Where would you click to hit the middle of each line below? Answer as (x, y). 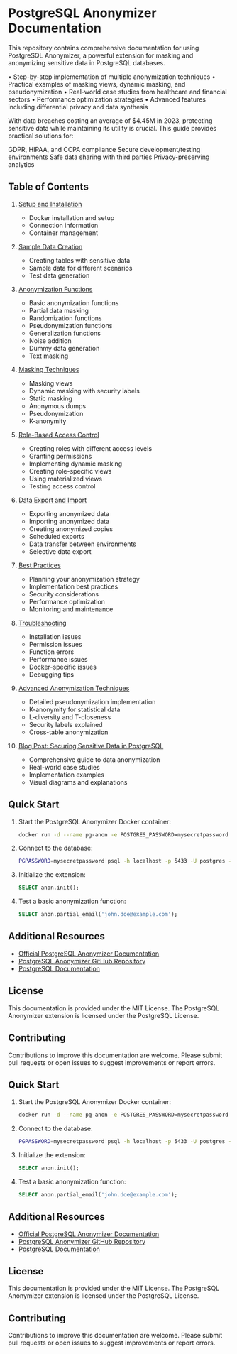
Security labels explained (66, 724)
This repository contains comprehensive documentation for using (104, 48)
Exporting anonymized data (69, 513)
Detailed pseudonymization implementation (92, 701)
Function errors (51, 652)
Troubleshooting (42, 623)
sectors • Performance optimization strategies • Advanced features (107, 99)
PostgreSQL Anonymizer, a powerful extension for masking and (101, 55)
